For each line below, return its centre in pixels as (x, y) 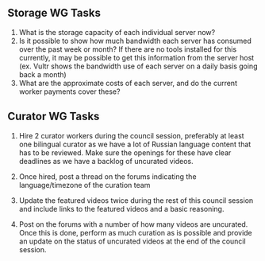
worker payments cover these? (69, 92)
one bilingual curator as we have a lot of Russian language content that (135, 144)
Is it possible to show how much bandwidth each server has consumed (135, 41)
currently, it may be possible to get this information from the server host (136, 57)
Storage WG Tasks (54, 13)
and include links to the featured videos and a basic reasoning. (121, 208)
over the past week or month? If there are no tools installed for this (128, 49)
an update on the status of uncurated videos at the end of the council (132, 241)
